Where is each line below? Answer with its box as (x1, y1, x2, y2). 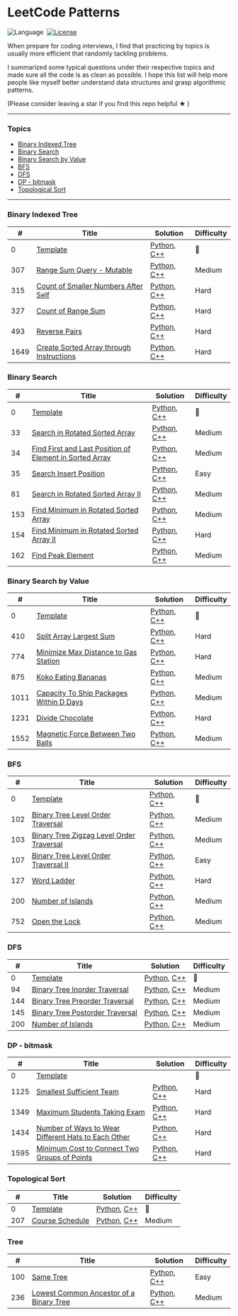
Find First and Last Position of (31, 444, 131, 454)
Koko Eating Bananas (36, 673, 107, 683)
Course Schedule (31, 1216, 90, 1226)
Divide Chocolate (36, 713, 93, 723)
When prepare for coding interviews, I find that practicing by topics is (7, 41, 210, 50)
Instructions (36, 351, 76, 361)
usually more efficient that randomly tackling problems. (7, 49, 169, 58)
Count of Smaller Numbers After (36, 281, 143, 291)
